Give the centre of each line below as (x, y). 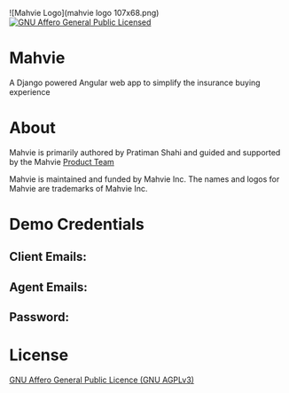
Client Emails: (48, 257)
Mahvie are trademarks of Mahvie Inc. (78, 188)
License (39, 355)
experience (30, 91)
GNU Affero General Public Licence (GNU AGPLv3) (102, 380)
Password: (39, 317)
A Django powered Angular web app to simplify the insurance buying (135, 83)
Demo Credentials (77, 224)
